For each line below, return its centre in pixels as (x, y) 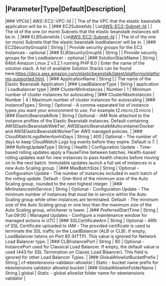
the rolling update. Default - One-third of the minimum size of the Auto (77, 178)
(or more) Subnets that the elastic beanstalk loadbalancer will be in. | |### (81, 42)
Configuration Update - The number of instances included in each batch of (81, 173)
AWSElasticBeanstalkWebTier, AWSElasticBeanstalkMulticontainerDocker (80, 126)
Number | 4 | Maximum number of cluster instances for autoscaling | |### (80, 100)
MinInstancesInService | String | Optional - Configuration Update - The (77, 189)
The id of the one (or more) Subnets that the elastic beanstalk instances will (82, 31)
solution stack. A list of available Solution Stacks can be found (68, 68)
